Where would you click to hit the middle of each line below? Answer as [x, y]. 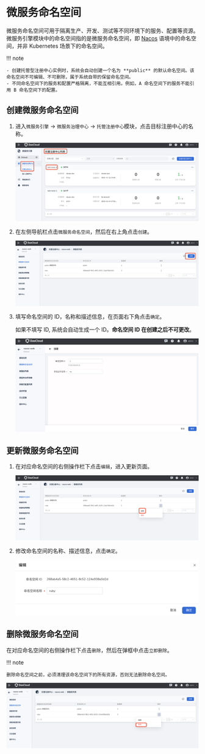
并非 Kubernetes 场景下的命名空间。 [62, 46]
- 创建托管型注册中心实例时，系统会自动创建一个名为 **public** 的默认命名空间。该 [100, 70]
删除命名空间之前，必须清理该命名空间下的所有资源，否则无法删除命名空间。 [88, 675]
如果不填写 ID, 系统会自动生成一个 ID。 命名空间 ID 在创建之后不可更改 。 [105, 329]
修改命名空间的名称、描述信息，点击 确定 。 [68, 551]
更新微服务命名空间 [42, 450]
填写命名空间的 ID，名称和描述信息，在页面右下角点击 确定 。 [90, 316]
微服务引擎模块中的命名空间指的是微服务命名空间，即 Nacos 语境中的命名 [99, 38]
